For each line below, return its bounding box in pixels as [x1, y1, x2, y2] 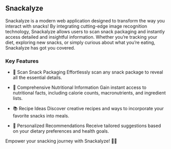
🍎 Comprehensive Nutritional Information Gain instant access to [12, 84, 147, 91]
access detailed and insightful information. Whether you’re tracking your [5, 34, 157, 40]
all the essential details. [12, 74, 62, 81]
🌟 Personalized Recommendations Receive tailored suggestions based [12, 122, 161, 129]
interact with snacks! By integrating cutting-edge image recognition [5, 23, 148, 29]
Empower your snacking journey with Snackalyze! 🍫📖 [5, 138, 117, 144]
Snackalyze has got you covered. [5, 44, 76, 51]
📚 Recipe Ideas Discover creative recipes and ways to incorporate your [12, 106, 164, 112]
